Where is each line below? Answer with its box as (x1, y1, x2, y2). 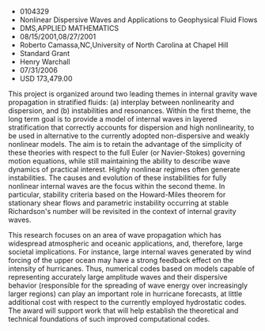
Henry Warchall (19, 57, 70, 66)
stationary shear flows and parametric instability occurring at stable (8, 198, 229, 208)
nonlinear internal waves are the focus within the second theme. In (8, 182, 225, 190)
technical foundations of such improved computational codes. (8, 314, 210, 323)
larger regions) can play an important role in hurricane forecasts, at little (8, 289, 243, 299)
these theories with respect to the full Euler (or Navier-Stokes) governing (8, 148, 245, 157)
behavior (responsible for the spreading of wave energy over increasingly (8, 280, 248, 290)
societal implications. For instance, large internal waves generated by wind (8, 247, 252, 256)
